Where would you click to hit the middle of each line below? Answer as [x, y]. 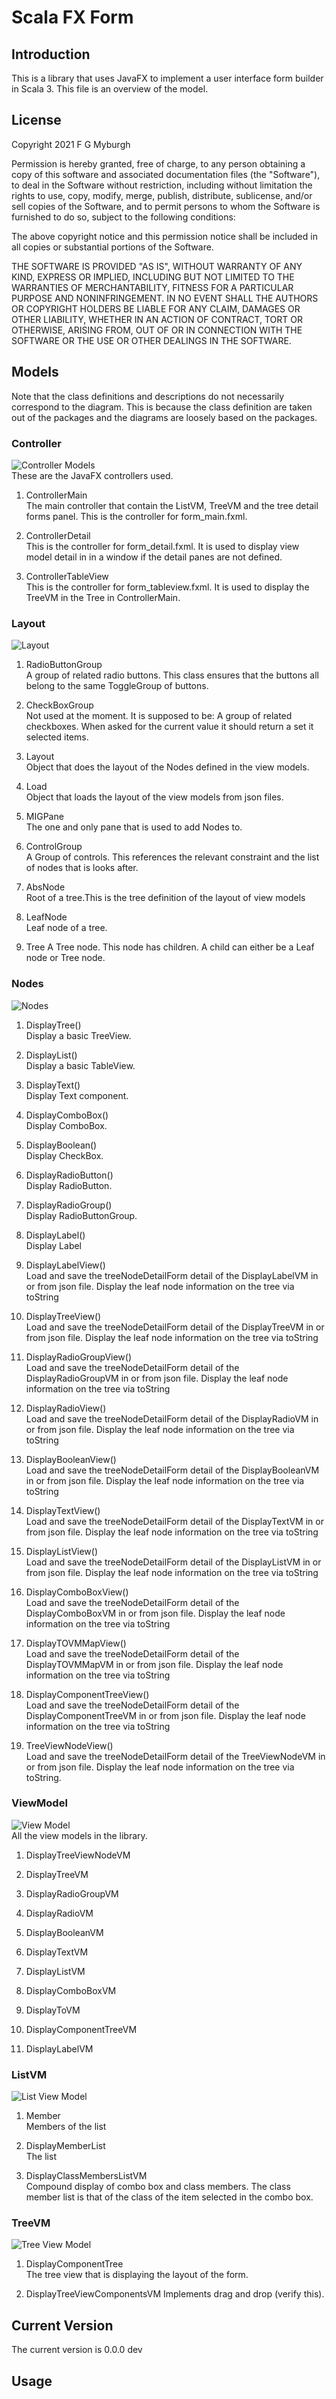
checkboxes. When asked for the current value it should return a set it [169, 727]
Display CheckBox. [64, 1155]
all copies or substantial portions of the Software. [112, 247]
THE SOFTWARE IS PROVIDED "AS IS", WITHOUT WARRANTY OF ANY [157, 266]
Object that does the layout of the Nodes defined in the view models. [167, 767]
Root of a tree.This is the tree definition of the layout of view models [165, 898]
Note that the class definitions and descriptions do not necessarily [148, 396]
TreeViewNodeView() [69, 1745]
